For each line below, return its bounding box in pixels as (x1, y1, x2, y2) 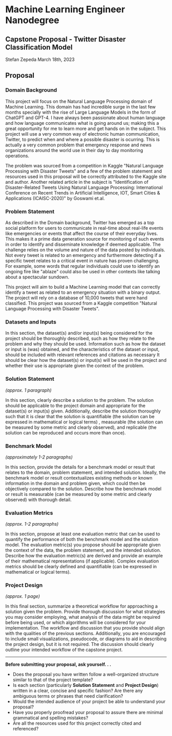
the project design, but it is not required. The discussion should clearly (5, 641, 155, 647)
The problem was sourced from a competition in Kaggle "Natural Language (5, 162, 164, 168)
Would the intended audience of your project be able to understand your (12, 699, 166, 705)
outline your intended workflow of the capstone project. (5, 646, 123, 653)
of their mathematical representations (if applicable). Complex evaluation (5, 558, 159, 564)
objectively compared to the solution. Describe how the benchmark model (5, 485, 162, 492)
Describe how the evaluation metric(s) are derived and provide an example (5, 553, 163, 559)
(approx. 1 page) (5, 593, 40, 599)
